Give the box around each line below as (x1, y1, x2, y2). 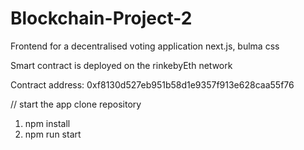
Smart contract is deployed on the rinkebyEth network (10, 59, 233, 71)
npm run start (24, 128, 82, 140)
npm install (24, 117, 71, 129)
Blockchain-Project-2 (10, 7, 193, 30)
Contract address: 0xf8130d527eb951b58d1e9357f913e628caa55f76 (10, 78, 295, 91)
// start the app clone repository (10, 98, 142, 110)
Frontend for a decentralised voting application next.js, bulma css (10, 40, 280, 52)
